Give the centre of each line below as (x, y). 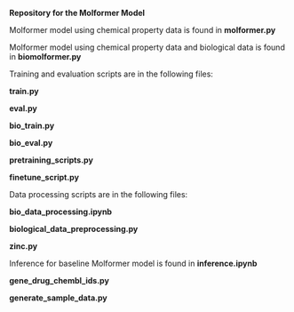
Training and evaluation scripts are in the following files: (111, 74)
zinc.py (24, 246)
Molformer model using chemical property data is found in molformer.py (143, 30)
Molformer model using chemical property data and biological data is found (147, 47)
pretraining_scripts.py (51, 160)
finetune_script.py (44, 177)
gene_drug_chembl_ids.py (59, 280)
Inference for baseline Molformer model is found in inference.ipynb (133, 263)
